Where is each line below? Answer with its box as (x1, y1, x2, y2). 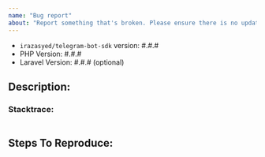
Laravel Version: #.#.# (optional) (19, 57, 125, 67)
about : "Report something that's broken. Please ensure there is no (8, 19, 238, 27)
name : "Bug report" (8, 11, 73, 20)
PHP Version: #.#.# (19, 49, 82, 58)
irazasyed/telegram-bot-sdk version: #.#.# (19, 40, 159, 50)
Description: (8, 80, 71, 93)
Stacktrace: (8, 103, 54, 114)
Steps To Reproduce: (8, 136, 114, 150)
